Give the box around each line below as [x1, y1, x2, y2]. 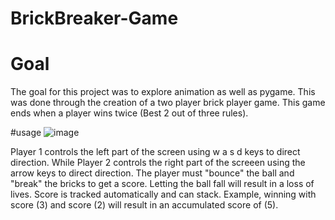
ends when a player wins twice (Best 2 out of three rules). [10, 107, 249, 119]
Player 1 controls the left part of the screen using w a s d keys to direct [10, 146, 301, 158]
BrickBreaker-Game [10, 7, 179, 30]
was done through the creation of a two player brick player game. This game [10, 97, 326, 109]
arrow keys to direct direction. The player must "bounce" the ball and [10, 167, 295, 179]
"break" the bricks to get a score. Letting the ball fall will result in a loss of [10, 178, 315, 190]
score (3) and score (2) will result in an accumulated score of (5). [10, 199, 279, 211]
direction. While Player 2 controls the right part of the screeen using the [10, 157, 306, 169]
